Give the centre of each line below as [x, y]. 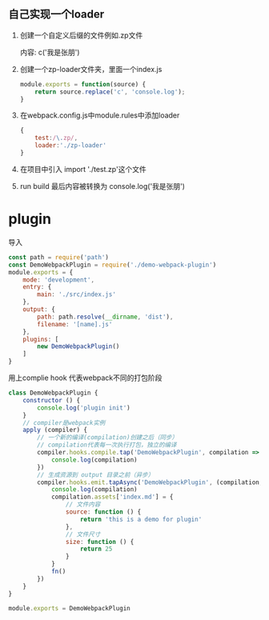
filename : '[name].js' [75, 324]
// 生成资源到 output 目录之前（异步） [96, 474]
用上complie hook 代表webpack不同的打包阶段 [85, 378]
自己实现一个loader [56, 14]
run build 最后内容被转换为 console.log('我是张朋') [102, 186]
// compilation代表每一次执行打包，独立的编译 [107, 445]
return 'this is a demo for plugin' [141, 519]
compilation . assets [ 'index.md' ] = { [112, 497]
